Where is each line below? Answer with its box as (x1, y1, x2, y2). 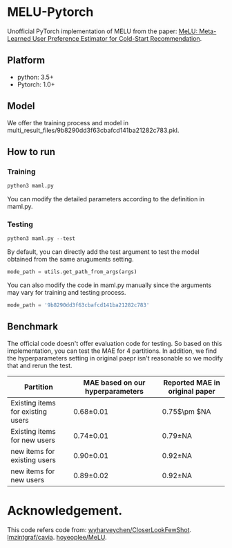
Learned (7, 34, 31, 42)
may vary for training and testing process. (7, 289, 126, 297)
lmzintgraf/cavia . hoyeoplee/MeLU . (7, 533, 107, 541)
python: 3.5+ (17, 73, 54, 81)
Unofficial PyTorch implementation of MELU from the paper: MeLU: (7, 27, 198, 35)
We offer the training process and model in (7, 118, 129, 127)
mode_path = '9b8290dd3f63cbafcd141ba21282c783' (7, 302, 150, 309)
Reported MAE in (163, 378, 221, 387)
